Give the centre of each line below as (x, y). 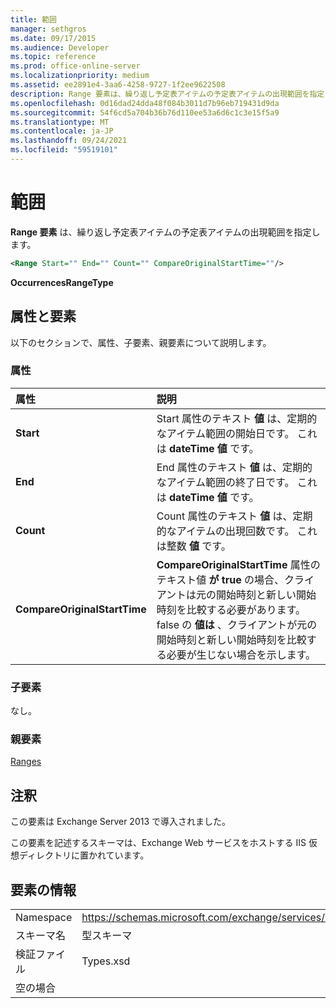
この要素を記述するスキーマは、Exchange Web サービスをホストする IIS (158, 843)
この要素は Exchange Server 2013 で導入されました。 (121, 822)
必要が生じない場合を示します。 (241, 654)
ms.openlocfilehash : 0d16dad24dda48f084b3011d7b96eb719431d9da (145, 103)
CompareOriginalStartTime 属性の (238, 564)
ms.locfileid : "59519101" (64, 150)
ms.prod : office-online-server (75, 66)
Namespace (44, 918)
